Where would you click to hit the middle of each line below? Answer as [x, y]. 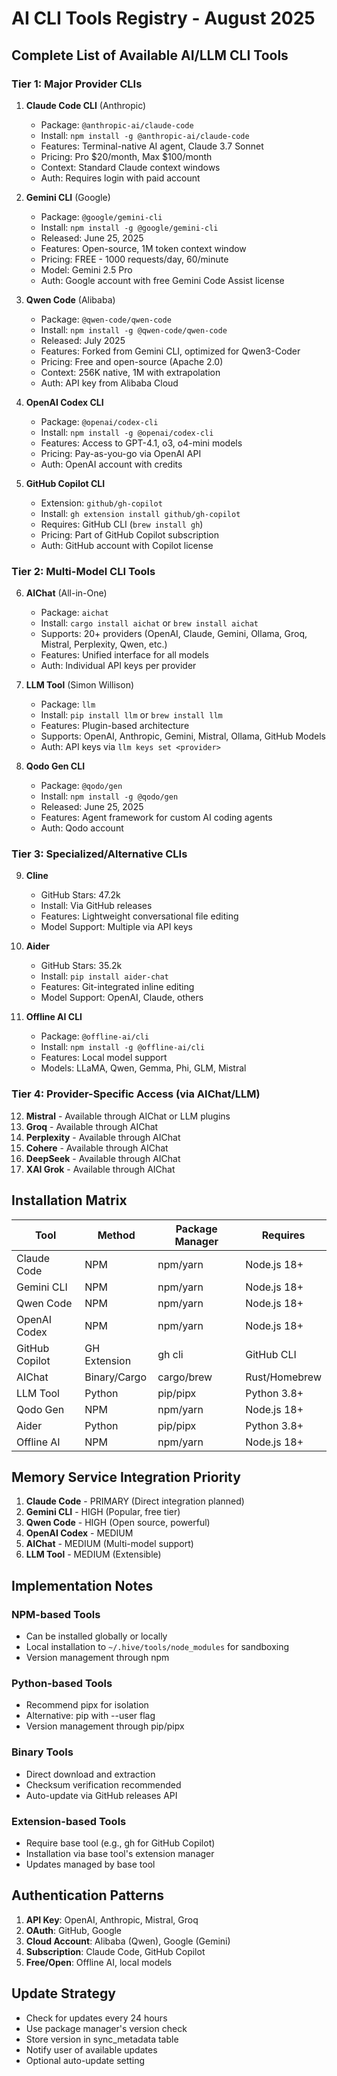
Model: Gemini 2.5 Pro [86, 269]
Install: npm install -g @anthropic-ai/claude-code [145, 135]
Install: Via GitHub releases [96, 906]
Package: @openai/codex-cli [99, 421]
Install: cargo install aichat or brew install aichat [149, 623]
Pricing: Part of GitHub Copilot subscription [130, 534]
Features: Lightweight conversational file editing [139, 916]
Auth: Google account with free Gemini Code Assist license [162, 280]
